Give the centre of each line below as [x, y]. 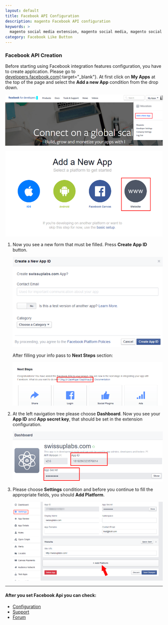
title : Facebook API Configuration [42, 16]
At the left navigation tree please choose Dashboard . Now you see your [86, 414]
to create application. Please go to [40, 72]
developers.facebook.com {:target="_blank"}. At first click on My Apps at [80, 77]
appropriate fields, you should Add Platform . [58, 494]
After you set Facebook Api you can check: [51, 595]
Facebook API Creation [34, 55]
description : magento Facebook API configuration [58, 21]
